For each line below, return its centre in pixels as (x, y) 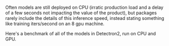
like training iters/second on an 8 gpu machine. (55, 24)
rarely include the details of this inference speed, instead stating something (85, 18)
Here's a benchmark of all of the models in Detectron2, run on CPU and (81, 33)
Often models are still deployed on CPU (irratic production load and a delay (84, 7)
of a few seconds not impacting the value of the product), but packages (81, 13)
